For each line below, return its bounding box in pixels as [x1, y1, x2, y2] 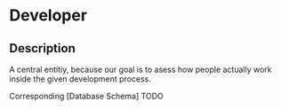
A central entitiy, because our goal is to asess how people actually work [9, 64, 272, 75]
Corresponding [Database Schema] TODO [9, 90, 165, 101]
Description [9, 41, 76, 56]
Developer [9, 5, 87, 26]
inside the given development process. [9, 74, 151, 84]
